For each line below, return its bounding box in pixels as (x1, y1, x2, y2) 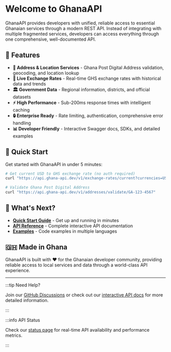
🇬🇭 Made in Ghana (5, 243, 68, 252)
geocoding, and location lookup (12, 70, 79, 76)
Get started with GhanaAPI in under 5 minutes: (5, 161, 103, 167)
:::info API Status (5, 317, 40, 323)
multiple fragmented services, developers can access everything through (5, 31, 159, 37)
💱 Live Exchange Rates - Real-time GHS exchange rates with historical (12, 75, 161, 82)
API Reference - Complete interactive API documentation (12, 223, 133, 229)
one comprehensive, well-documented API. (5, 36, 96, 42)
